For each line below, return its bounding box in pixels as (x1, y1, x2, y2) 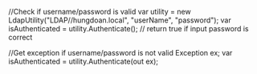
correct (8, 32, 33, 42)
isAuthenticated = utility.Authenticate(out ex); (8, 56, 159, 66)
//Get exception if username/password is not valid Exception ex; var (8, 48, 233, 57)
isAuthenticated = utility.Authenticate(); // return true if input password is (8, 24, 249, 33)
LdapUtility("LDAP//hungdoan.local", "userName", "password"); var (8, 15, 231, 25)
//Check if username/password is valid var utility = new (8, 7, 191, 16)
